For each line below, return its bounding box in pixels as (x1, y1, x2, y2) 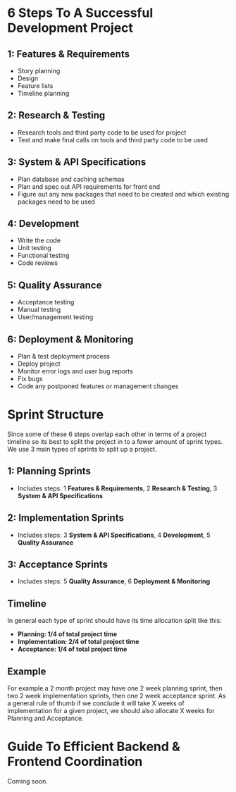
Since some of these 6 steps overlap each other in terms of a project (7, 430, 207, 438)
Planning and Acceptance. (7, 714, 84, 723)
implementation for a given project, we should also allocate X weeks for (7, 707, 215, 715)
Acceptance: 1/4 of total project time (17, 645, 128, 653)
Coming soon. (7, 777, 48, 785)
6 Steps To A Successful (7, 5, 154, 21)
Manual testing (17, 305, 61, 314)
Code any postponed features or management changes (17, 382, 179, 390)
